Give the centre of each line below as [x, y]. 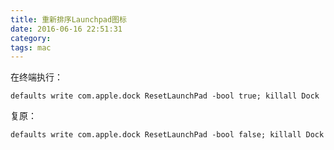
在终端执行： [36, 77]
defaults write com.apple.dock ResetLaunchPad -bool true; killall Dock [165, 96]
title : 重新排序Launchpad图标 [68, 19]
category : [31, 38]
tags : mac [31, 47]
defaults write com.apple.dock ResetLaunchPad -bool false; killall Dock [167, 135]
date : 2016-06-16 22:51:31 [66, 29]
